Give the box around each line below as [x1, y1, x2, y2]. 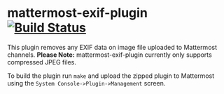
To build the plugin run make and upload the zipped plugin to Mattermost [7, 72, 215, 80]
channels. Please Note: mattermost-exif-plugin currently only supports [7, 51, 212, 59]
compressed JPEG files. [7, 58, 77, 66]
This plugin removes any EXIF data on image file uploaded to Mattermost [7, 43, 218, 51]
